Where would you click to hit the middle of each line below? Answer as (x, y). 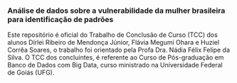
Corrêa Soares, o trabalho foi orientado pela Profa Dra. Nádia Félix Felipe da (118, 50)
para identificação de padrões (60, 19)
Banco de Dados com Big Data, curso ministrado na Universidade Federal (115, 65)
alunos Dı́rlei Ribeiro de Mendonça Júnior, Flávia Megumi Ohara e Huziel (113, 43)
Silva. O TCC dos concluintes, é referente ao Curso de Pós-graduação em (116, 57)
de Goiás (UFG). (31, 72)
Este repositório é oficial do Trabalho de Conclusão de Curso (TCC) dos (113, 35)
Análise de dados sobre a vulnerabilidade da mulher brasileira (116, 11)
